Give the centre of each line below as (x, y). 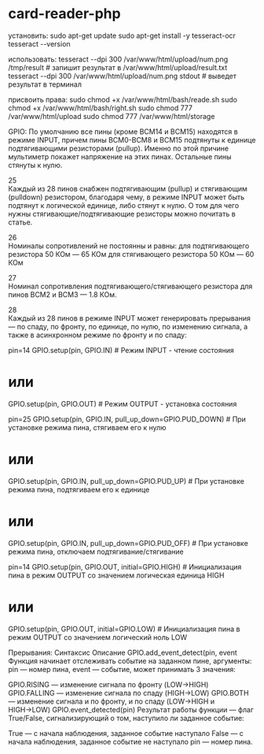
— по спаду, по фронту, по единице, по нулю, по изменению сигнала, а (128, 326)
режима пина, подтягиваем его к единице (79, 489)
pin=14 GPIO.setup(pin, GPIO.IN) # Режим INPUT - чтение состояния (121, 350)
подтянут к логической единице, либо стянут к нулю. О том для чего (124, 205)
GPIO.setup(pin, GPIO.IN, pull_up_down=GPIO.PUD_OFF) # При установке (128, 543)
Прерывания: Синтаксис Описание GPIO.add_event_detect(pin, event (123, 652)
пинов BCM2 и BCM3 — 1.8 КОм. (62, 294)
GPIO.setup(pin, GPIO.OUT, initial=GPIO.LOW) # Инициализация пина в (125, 629)
